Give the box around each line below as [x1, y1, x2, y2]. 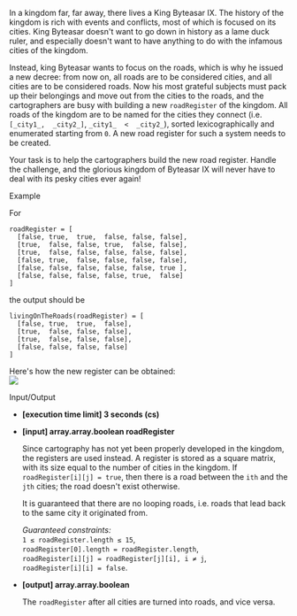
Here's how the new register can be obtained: [9, 366, 176, 376]
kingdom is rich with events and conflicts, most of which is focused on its [9, 17, 277, 27]
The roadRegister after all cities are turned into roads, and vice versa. [21, 597, 276, 607]
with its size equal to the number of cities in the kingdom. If [21, 462, 238, 473]
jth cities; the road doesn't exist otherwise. [21, 481, 180, 491]
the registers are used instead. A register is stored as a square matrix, [21, 453, 277, 463]
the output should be [9, 295, 86, 304]
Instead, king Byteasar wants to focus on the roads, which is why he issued [9, 62, 284, 73]
